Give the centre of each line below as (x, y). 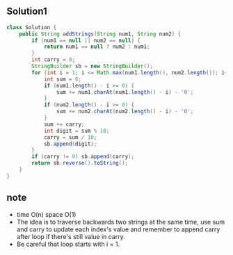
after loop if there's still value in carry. (71, 236)
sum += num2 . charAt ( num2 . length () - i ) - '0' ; (125, 112)
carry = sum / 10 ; (70, 137)
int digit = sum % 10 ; (77, 131)
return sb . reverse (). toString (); (80, 163)
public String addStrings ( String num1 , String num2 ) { (100, 34)
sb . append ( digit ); (70, 144)
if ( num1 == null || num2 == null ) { (86, 40)
